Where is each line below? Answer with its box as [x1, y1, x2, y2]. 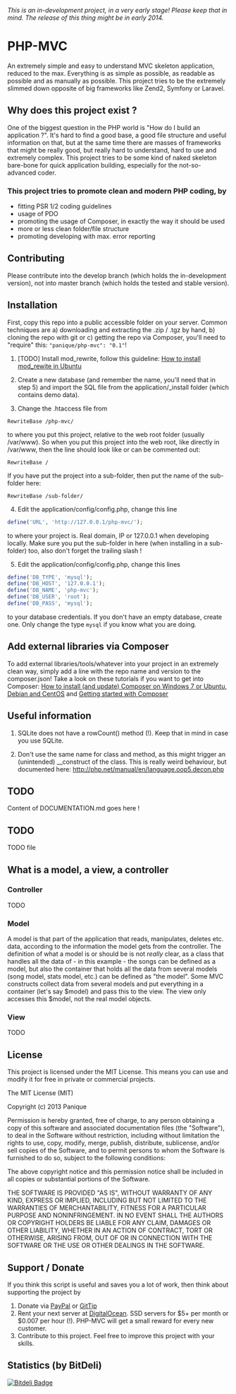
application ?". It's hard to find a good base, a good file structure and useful [7, 131, 227, 139]
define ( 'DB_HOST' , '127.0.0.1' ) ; [7, 580, 106, 587]
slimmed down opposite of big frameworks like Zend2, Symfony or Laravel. [7, 84, 225, 93]
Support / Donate [7, 1261, 85, 1274]
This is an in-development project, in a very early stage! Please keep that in [7, 6, 228, 14]
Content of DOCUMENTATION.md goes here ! [7, 804, 140, 813]
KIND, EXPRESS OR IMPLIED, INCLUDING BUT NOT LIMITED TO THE [7, 1196, 207, 1205]
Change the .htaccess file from [17, 404, 108, 413]
